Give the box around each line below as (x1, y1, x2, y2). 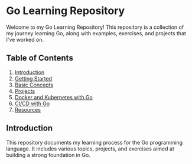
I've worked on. (6, 36, 44, 43)
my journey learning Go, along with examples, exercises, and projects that (6, 29, 186, 36)
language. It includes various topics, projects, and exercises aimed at (6, 145, 174, 152)
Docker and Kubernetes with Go (14, 93, 93, 101)
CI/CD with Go (14, 100, 50, 107)
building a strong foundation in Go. (6, 151, 90, 158)
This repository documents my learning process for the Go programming (6, 139, 183, 146)
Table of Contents (6, 53, 74, 63)
